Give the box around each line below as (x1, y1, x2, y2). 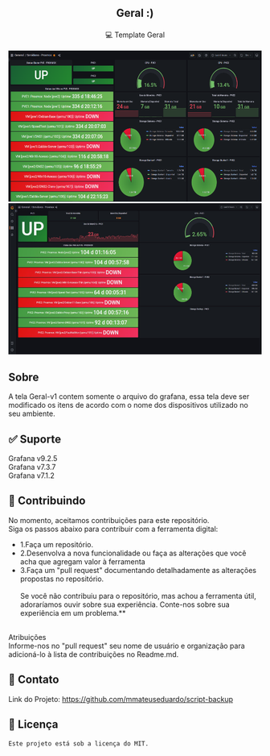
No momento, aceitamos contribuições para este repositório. (8, 515, 210, 525)
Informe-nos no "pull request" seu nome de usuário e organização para (8, 641, 245, 650)
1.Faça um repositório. (19, 539, 94, 549)
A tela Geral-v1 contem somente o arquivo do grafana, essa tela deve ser (8, 392, 250, 401)
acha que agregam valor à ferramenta (19, 556, 146, 567)
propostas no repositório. (19, 574, 104, 584)
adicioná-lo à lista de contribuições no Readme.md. (8, 649, 179, 659)
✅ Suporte (8, 432, 62, 446)
